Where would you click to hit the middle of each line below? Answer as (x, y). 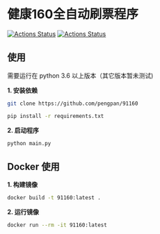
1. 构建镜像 (23, 185)
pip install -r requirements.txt (56, 116)
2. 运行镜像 (23, 212)
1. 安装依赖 (23, 90)
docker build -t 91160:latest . (54, 198)
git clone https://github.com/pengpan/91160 (73, 103)
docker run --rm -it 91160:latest (57, 225)
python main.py (29, 143)
